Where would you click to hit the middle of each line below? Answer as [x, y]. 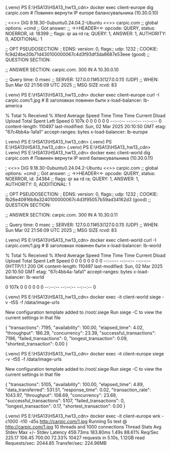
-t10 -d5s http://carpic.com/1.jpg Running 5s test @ [73, 421]
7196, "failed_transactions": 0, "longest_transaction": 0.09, [67, 338]
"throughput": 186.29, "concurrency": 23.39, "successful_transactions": [81, 333]
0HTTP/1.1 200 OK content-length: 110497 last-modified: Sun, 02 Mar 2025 [84, 266]
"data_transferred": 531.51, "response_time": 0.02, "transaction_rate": [78, 390]
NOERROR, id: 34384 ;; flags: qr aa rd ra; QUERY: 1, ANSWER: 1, [72, 179]
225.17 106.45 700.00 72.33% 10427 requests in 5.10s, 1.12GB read [75, 438]
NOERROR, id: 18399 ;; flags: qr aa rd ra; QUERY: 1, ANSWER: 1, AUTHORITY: [86, 33]
